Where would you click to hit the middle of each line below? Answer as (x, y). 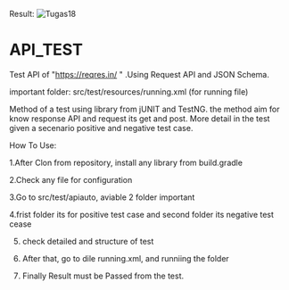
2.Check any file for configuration (71, 179)
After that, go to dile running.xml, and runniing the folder (125, 258)
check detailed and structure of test (88, 241)
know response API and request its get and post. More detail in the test (140, 118)
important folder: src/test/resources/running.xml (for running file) (129, 91)
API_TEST (46, 50)
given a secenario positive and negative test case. (101, 128)
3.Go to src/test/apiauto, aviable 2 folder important (102, 197)
